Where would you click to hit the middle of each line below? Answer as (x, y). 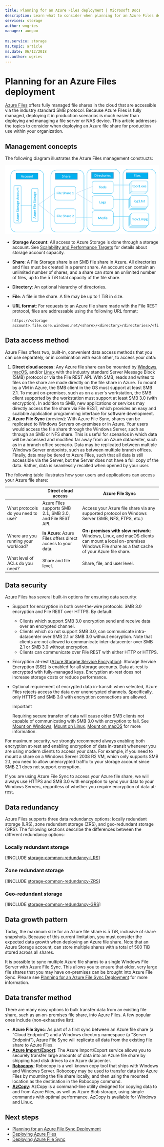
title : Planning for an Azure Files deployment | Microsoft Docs (73, 10)
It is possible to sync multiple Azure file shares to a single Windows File (77, 962)
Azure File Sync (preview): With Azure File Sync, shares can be (76, 419)
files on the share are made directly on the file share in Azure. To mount (84, 382)
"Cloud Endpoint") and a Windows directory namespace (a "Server (79, 1034)
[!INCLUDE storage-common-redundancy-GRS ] (53, 904)
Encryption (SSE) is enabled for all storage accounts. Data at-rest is (80, 667)
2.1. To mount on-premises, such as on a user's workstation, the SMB (82, 392)
